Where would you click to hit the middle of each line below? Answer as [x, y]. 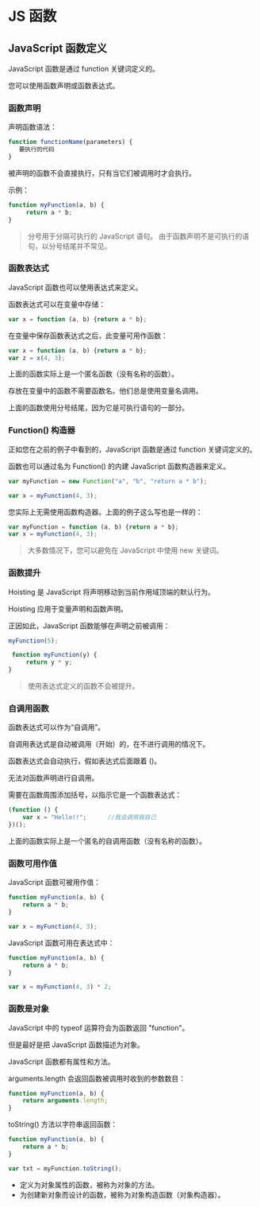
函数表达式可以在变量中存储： [57, 304]
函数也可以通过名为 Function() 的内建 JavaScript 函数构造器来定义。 [119, 466]
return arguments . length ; [65, 1101]
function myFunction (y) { [54, 655]
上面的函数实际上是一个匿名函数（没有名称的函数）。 [93, 374]
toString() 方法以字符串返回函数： [63, 1124]
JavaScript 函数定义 [58, 48]
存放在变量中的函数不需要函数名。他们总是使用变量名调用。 [105, 391]
